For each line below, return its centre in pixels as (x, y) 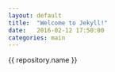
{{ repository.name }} (43, 60)
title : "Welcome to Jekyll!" (58, 23)
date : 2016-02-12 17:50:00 (56, 30)
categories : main (37, 38)
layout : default (35, 15)
